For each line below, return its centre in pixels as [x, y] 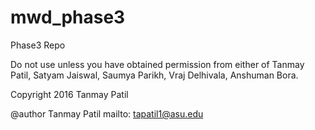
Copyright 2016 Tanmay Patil [69, 94]
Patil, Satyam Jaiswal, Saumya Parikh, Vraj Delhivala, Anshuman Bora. [154, 75]
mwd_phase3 [68, 17]
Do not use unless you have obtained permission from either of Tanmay [157, 64]
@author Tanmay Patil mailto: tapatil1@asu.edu [107, 113]
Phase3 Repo [38, 45]
